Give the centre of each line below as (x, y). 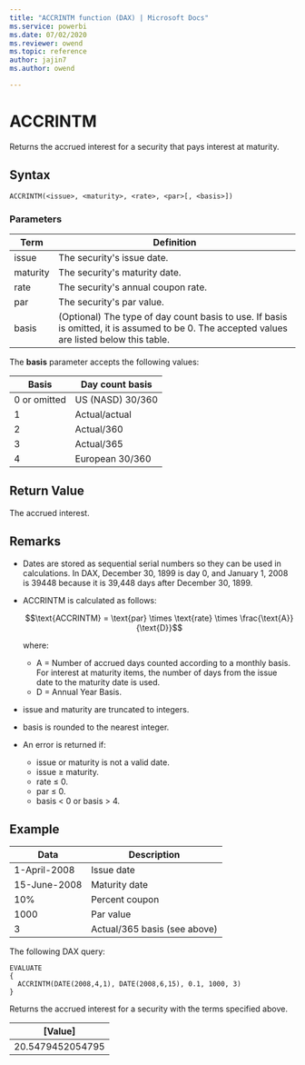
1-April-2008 (44, 871)
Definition (175, 242)
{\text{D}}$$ (159, 627)
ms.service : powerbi (49, 26)
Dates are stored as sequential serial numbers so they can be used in (152, 563)
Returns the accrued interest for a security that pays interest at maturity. (144, 146)
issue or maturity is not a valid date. (103, 762)
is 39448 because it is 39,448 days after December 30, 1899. (138, 582)
